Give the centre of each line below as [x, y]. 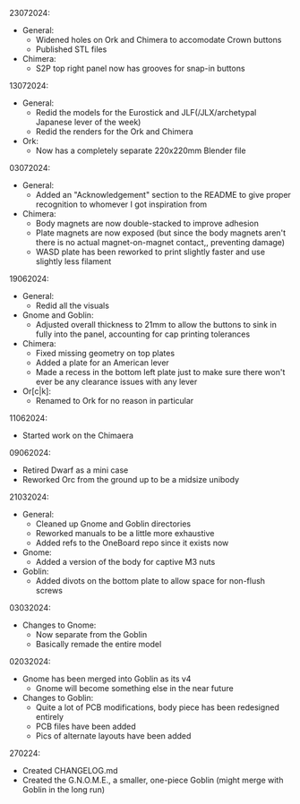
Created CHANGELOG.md [70, 770]
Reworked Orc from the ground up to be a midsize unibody [131, 479]
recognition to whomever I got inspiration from [121, 204]
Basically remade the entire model [99, 644]
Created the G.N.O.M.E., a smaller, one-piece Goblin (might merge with [153, 780]
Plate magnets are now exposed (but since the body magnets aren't [161, 233]
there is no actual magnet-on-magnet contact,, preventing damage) [160, 242]
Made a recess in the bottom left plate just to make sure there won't [160, 372]
